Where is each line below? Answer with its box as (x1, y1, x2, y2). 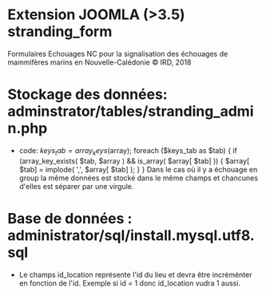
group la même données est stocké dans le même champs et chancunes (18, 173, 259, 183)
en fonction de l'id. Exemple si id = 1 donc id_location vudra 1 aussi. (18, 278, 241, 288)
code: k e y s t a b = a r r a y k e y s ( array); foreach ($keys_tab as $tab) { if (18, 145, 237, 157)
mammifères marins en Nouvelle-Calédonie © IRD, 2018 (7, 57, 192, 67)
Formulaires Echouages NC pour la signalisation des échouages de (7, 49, 228, 58)
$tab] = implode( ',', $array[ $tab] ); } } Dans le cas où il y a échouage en (18, 164, 258, 174)
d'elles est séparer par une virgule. (18, 181, 134, 191)
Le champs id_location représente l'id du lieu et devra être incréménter (18, 270, 252, 279)
